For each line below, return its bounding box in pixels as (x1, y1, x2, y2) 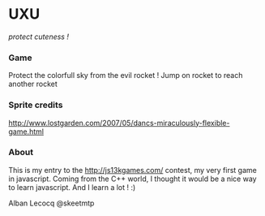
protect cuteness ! (8, 32, 69, 41)
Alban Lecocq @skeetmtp (8, 198, 95, 208)
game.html (8, 127, 45, 136)
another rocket (8, 79, 58, 89)
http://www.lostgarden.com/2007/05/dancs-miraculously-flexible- (8, 118, 230, 127)
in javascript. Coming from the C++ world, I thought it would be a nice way (8, 174, 257, 184)
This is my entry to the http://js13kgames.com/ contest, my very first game (8, 165, 257, 175)
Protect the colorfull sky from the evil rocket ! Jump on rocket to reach (8, 71, 243, 80)
